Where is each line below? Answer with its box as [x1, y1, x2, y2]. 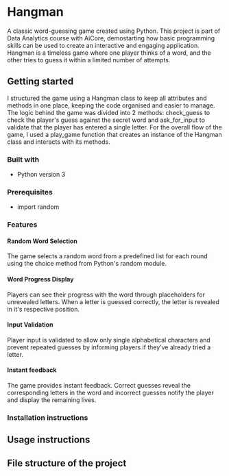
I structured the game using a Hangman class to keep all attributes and [7, 94, 207, 102]
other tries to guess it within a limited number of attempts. [7, 55, 171, 64]
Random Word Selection [7, 237, 77, 245]
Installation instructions [7, 413, 88, 422]
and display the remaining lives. [7, 396, 97, 404]
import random [16, 203, 60, 211]
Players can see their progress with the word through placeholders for [7, 290, 206, 299]
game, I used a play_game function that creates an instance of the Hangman [7, 130, 222, 138]
